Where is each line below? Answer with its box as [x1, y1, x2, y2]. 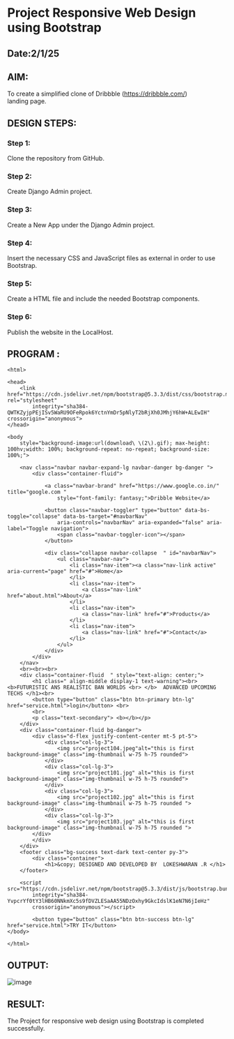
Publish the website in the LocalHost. [7, 328, 114, 336]
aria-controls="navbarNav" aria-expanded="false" [56, 519, 204, 526]
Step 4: [7, 238, 33, 248]
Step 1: [7, 138, 31, 148]
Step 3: [7, 204, 33, 214]
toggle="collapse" [7, 513, 61, 521]
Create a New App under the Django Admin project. [7, 220, 155, 229]
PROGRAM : [7, 347, 61, 360]
